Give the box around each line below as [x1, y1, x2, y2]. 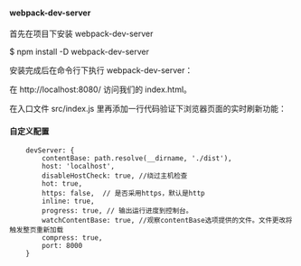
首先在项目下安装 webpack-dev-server [9, 28, 154, 40]
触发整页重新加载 [9, 225, 64, 234]
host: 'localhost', [42, 162, 116, 171]
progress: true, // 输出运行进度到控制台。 [42, 206, 193, 216]
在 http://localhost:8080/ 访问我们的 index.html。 [9, 84, 193, 95]
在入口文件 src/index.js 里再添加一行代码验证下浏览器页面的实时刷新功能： [9, 104, 287, 115]
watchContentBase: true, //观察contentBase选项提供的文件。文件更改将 [42, 216, 293, 225]
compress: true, [42, 234, 103, 243]
